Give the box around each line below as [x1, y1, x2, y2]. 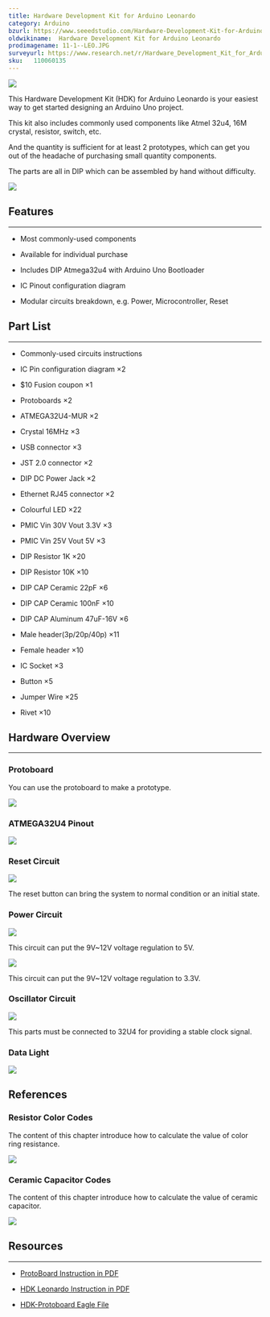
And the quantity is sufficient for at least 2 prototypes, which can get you [8, 142, 251, 151]
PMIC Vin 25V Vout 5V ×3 [19, 536, 106, 545]
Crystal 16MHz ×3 [19, 426, 80, 436]
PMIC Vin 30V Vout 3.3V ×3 [19, 520, 112, 530]
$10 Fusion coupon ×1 [19, 379, 93, 389]
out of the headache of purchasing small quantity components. [8, 151, 217, 160]
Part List [8, 320, 51, 333]
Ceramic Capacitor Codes [8, 1174, 112, 1185]
